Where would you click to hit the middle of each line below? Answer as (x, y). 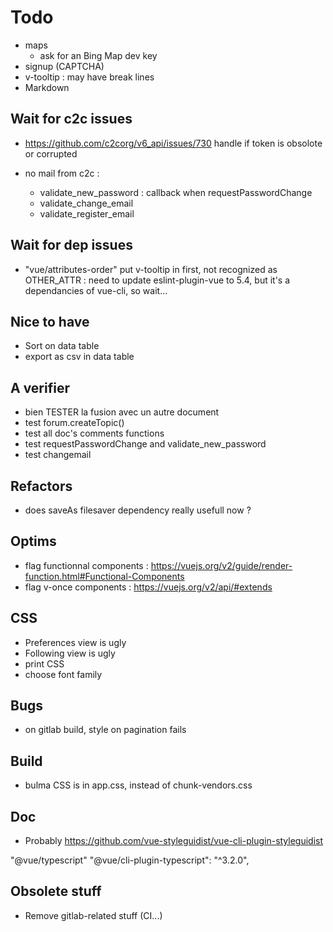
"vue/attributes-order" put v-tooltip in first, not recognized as (151, 269)
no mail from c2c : (62, 173)
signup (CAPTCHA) (64, 66)
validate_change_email (86, 203)
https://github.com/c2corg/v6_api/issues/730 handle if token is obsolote (173, 143)
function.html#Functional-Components (104, 576)
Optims (33, 541)
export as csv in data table (79, 357)
